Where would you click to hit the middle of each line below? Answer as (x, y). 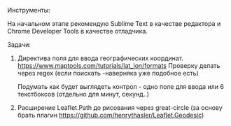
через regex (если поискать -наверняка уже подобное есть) (108, 73)
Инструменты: (29, 10)
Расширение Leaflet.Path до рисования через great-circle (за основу (120, 107)
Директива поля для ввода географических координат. (100, 58)
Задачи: (19, 44)
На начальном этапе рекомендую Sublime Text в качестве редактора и (114, 23)
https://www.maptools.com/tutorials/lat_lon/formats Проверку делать (119, 65)
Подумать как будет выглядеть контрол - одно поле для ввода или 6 (120, 86)
